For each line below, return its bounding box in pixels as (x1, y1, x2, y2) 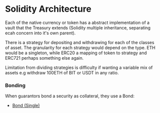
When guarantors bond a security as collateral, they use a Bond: (5, 93, 135, 99)
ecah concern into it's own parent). (5, 30, 76, 36)
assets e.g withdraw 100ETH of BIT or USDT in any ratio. (5, 69, 119, 75)
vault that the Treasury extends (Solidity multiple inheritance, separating (5, 24, 151, 30)
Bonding (5, 82, 26, 89)
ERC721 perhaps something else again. (5, 55, 84, 61)
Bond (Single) (12, 103, 40, 109)
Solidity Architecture (5, 3, 91, 15)
